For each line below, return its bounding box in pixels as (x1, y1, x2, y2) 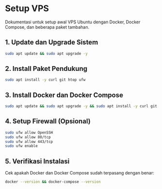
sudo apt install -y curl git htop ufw (5, 77, 86, 83)
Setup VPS (5, 3, 49, 14)
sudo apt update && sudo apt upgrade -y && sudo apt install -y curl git (5, 104, 158, 109)
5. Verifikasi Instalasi (5, 157, 70, 165)
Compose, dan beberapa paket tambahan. (5, 24, 90, 30)
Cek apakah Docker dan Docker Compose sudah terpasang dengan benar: (5, 170, 154, 176)
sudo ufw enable (5, 144, 38, 149)
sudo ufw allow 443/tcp (5, 139, 53, 144)
